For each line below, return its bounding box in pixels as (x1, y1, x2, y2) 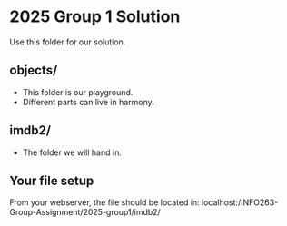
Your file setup (9, 172, 94, 188)
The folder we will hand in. (22, 147, 123, 158)
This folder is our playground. (22, 86, 134, 97)
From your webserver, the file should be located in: (9, 197, 200, 208)
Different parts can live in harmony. (22, 96, 154, 107)
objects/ (9, 63, 58, 78)
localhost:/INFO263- (201, 197, 279, 208)
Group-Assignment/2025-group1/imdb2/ (9, 207, 161, 218)
